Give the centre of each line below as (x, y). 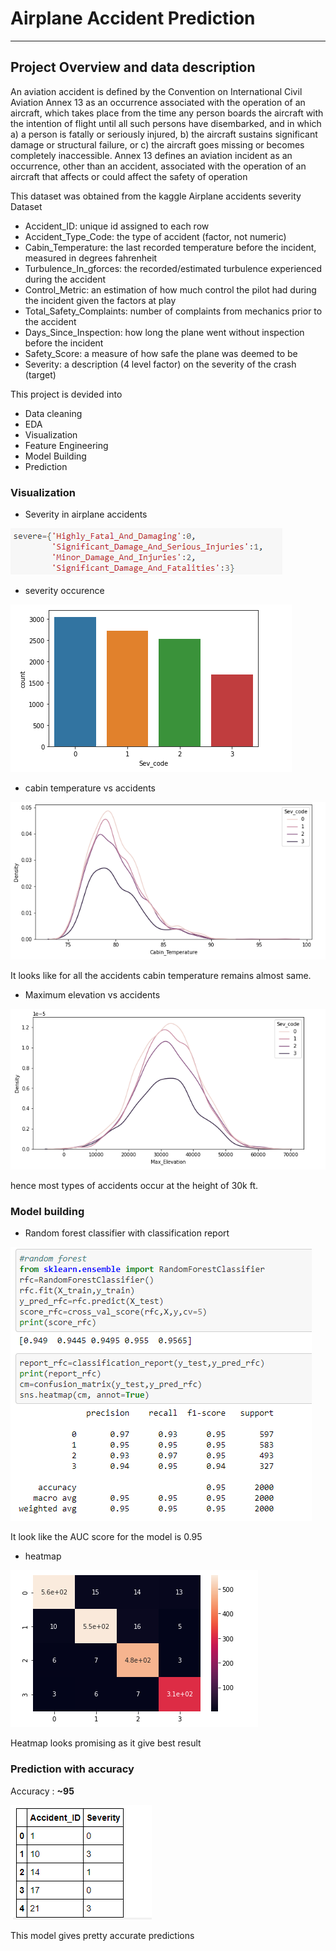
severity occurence (64, 591)
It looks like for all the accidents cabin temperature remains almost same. (161, 976)
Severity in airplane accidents (86, 514)
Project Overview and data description (133, 67)
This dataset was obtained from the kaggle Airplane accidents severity (156, 196)
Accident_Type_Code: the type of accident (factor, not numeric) (155, 236)
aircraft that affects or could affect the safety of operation (129, 176)
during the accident (65, 279)
